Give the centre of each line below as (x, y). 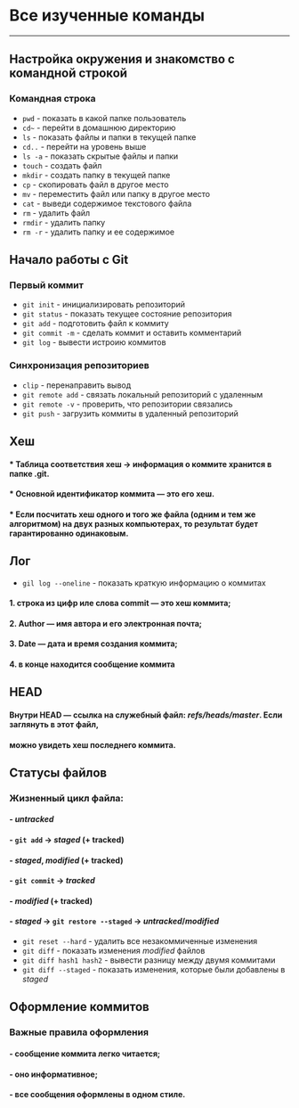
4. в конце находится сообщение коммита (92, 664)
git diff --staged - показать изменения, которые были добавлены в (154, 970)
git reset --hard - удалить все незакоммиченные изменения (140, 941)
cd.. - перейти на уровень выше (84, 146)
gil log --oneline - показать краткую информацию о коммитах (144, 583)
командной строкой (68, 74)
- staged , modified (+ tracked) (66, 860)
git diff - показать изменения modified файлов (113, 951)
